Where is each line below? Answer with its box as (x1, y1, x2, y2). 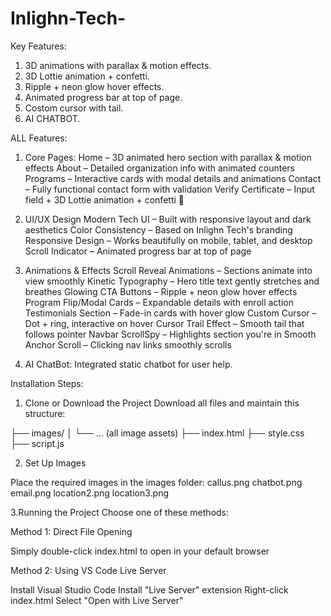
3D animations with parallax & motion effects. (24, 59, 212, 71)
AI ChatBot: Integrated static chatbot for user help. (24, 358, 233, 370)
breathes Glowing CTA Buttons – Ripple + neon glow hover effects (24, 285, 298, 297)
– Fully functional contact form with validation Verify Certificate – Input (24, 183, 315, 195)
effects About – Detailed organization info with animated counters (24, 162, 295, 174)
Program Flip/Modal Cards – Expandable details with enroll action (24, 296, 294, 308)
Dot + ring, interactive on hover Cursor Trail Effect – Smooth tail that (24, 317, 305, 329)
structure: (24, 407, 66, 419)
